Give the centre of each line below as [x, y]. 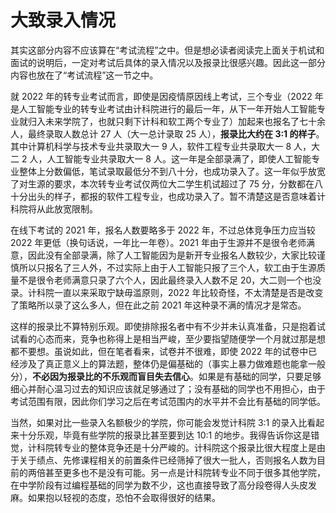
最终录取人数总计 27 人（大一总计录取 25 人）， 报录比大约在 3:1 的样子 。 [176, 133]
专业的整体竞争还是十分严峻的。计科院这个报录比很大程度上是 [189, 447]
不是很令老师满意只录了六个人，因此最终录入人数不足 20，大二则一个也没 [170, 280]
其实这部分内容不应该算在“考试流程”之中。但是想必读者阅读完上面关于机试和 [167, 50]
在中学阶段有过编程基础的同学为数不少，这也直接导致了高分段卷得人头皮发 [163, 485]
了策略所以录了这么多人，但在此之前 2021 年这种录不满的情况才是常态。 [158, 305]
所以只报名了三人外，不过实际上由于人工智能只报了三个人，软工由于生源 [167, 267]
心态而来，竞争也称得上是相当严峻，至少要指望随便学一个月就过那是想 [181, 338]
